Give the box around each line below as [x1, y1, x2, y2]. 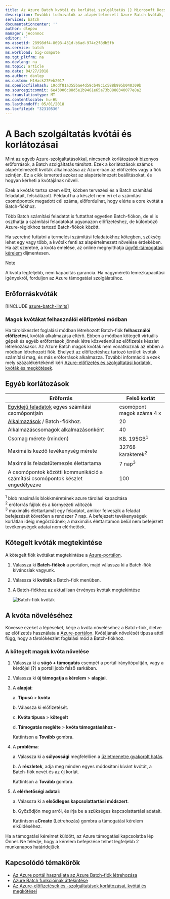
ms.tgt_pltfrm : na [5, 54, 44, 60]
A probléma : [12, 743, 39, 749]
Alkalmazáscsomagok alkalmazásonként [8, 426, 104, 433]
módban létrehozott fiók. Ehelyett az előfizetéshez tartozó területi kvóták [5, 349, 157, 355]
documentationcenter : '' [5, 21, 58, 27]
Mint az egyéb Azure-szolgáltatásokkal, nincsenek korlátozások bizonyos [5, 156, 158, 162]
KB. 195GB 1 [119, 434, 149, 443]
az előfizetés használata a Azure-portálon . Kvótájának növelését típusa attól [5, 630, 163, 636]
